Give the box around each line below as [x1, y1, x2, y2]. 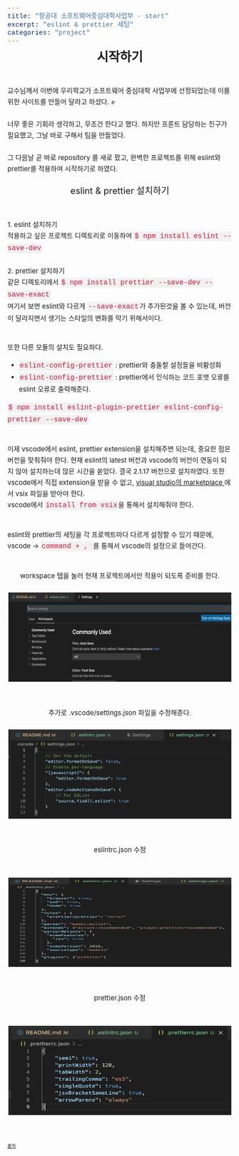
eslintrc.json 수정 [93, 845, 146, 854]
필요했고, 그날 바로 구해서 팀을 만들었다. [7, 130, 126, 140]
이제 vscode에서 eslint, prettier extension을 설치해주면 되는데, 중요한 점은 [7, 444, 231, 453]
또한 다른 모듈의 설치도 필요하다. [7, 342, 103, 352]
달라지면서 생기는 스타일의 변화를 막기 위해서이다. [15, 313, 163, 323]
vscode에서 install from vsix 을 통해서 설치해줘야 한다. [7, 500, 194, 510]
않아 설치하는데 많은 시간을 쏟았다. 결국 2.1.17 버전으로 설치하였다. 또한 [15, 466, 225, 476]
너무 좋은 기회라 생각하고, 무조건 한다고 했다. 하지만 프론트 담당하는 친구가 [7, 119, 228, 129]
